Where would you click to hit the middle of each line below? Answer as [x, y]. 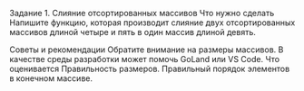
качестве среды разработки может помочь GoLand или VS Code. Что [144, 59]
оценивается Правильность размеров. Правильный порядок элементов [150, 68]
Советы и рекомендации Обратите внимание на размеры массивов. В [147, 50]
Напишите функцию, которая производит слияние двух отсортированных [152, 23]
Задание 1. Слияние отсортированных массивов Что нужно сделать [142, 13]
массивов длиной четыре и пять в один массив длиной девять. [133, 32]
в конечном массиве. [51, 78]
